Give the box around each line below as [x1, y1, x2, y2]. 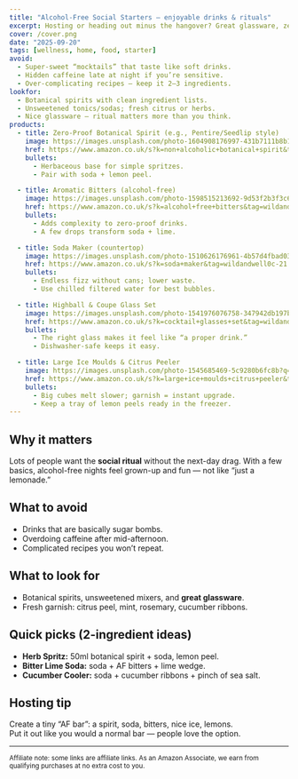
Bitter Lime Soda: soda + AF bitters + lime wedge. [21, 660, 206, 671]
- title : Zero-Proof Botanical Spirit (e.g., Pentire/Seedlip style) [17, 129, 279, 138]
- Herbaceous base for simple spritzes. [32, 162, 184, 171]
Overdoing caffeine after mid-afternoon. [21, 533, 169, 544]
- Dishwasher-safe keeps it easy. [32, 342, 161, 351]
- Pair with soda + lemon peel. [32, 170, 153, 179]
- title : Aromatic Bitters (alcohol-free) [17, 186, 176, 195]
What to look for [9, 568, 100, 584]
